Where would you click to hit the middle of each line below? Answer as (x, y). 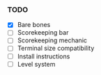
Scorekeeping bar (43, 33)
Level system (36, 64)
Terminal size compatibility (56, 48)
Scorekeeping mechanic (52, 40)
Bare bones (34, 25)
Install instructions (44, 56)
